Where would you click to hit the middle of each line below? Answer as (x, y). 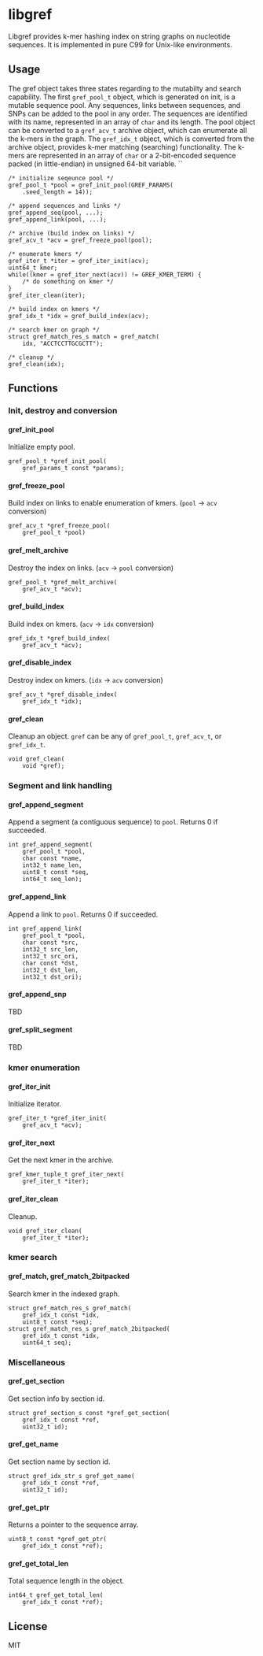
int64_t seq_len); (52, 880)
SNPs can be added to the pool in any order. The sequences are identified (128, 113)
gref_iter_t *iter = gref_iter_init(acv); (79, 261)
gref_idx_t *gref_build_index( (59, 638)
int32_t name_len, (52, 865)
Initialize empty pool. (42, 447)
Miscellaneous (37, 1362)
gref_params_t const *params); (73, 469)
